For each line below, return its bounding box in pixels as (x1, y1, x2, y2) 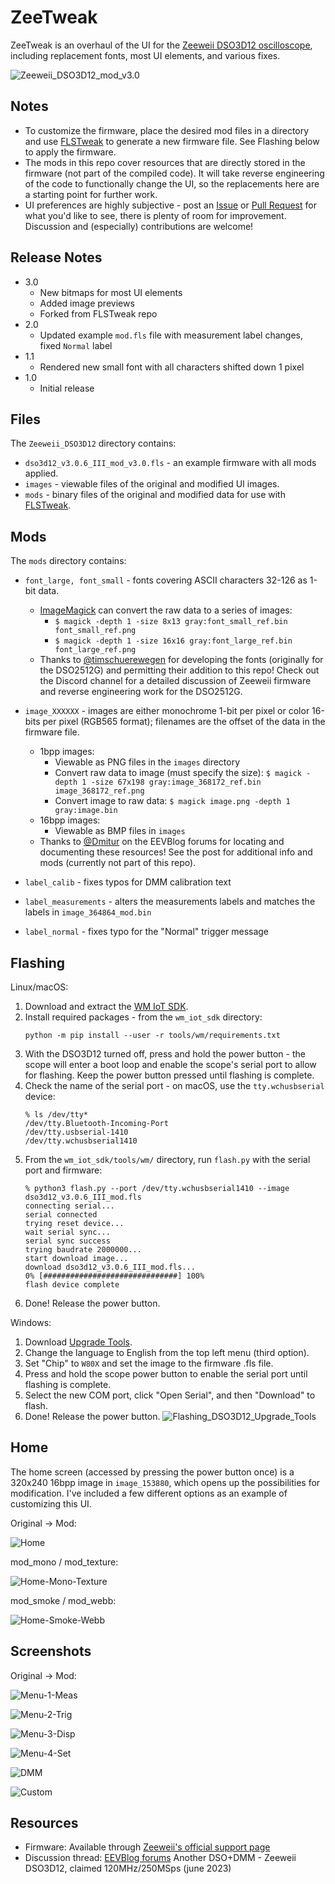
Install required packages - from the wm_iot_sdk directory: (24, 1011, 263, 1023)
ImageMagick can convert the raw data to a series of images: (39, 604, 293, 616)
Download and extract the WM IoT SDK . (24, 1001, 189, 1012)
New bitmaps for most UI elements (39, 286, 183, 298)
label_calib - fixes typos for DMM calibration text (24, 876, 232, 888)
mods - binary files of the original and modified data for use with (24, 489, 286, 501)
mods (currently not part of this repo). (39, 857, 197, 869)
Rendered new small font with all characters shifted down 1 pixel (39, 361, 305, 373)
